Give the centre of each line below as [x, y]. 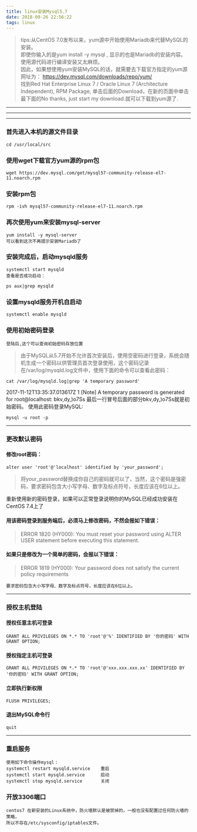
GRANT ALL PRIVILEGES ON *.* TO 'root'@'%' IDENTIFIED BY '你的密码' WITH [98, 636]
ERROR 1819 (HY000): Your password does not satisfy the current [100, 567]
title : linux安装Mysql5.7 [37, 11]
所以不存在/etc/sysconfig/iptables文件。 [54, 823]
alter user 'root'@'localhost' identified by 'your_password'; [85, 467]
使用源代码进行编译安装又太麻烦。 [62, 62]
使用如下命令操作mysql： [32, 763]
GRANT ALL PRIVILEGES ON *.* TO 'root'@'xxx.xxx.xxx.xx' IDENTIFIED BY [95, 668]
